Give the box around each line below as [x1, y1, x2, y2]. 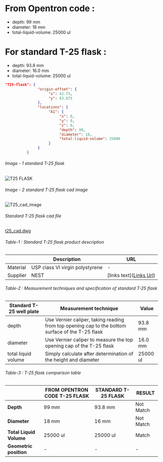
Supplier [7, 272, 27, 279]
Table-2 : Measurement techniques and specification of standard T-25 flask [5, 285, 158, 291]
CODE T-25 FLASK [44, 392, 89, 399]
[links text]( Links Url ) [107, 272, 156, 279]
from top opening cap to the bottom [45, 322, 126, 329]
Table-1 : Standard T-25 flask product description [5, 239, 104, 245]
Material [7, 264, 26, 270]
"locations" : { [37, 105, 68, 110]
